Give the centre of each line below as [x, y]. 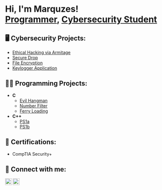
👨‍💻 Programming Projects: [46, 84]
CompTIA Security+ [32, 154]
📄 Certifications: [31, 142]
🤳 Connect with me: [36, 170]
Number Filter [33, 106]
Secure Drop [25, 58]
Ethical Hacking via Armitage [41, 52]
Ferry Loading [34, 111]
